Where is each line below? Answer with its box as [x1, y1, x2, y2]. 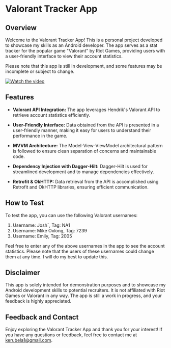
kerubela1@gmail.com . [5, 337, 52, 343]
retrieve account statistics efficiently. [12, 112, 91, 118]
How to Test [5, 199, 44, 207]
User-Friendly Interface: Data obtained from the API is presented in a [12, 122, 159, 128]
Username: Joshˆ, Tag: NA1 [12, 222, 70, 228]
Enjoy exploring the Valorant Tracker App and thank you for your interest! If [5, 327, 163, 333]
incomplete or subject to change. [5, 68, 75, 74]
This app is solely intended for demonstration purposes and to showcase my [5, 282, 166, 288]
